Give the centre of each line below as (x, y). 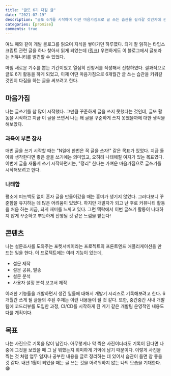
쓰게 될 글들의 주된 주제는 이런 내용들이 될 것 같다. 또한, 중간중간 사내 (87, 300)
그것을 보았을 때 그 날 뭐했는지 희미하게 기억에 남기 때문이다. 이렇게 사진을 (88, 350)
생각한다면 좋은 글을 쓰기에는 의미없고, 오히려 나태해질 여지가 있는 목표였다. (89, 157)
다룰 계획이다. (19, 313)
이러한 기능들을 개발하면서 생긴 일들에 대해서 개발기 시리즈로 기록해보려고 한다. (83, 293)
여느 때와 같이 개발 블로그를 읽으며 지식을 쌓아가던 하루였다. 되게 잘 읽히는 (78, 44)
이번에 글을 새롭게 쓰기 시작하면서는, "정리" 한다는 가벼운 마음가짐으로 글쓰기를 (83, 163)
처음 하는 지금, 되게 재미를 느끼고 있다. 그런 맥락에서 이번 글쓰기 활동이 (80, 209)
